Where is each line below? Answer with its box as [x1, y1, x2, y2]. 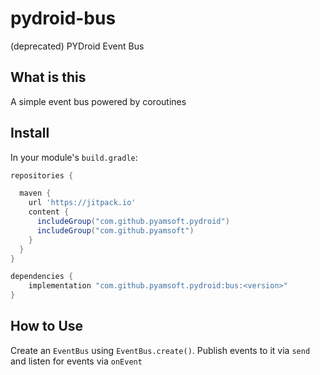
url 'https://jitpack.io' [28, 198, 137, 208]
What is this [10, 69, 87, 86]
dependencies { [10, 272, 74, 282]
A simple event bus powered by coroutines [10, 95, 187, 107]
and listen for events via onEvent [10, 355, 143, 367]
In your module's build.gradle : [10, 151, 138, 163]
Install [10, 125, 50, 142]
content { [28, 207, 70, 217]
